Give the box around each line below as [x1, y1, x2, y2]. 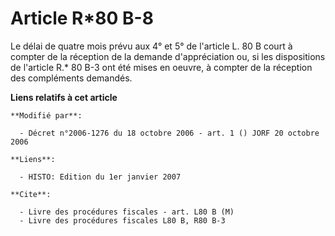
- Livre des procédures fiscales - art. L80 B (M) [19, 207, 235, 217]
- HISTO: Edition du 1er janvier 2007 [19, 172, 182, 182]
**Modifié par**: [10, 110, 83, 121]
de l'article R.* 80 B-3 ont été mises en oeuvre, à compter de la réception [10, 61, 313, 73]
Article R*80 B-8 [10, 7, 154, 30]
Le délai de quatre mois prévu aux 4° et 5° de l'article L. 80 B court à [10, 40, 293, 52]
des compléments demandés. [10, 72, 133, 84]
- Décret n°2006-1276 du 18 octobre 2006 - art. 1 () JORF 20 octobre [19, 128, 320, 138]
